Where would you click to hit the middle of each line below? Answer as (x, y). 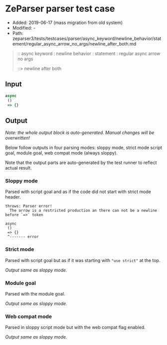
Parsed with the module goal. (35, 294)
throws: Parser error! (29, 206)
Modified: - (24, 27)
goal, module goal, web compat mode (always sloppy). (62, 153)
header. (13, 197)
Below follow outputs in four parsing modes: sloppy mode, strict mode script (84, 147)
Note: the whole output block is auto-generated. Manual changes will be (80, 132)
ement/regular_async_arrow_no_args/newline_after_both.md (74, 43)
